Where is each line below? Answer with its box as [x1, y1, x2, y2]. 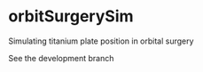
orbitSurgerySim [8, 6, 134, 27]
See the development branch [8, 52, 114, 63]
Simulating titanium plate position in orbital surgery [8, 36, 194, 46]
